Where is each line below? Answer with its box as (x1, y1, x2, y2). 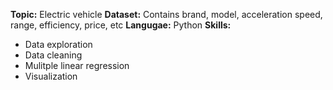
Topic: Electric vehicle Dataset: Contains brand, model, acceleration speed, (10, 9, 323, 20)
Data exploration (24, 39, 93, 50)
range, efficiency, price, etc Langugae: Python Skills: (10, 19, 232, 31)
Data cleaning (24, 49, 83, 61)
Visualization (24, 70, 78, 82)
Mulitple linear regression (24, 60, 130, 71)
